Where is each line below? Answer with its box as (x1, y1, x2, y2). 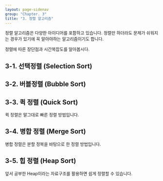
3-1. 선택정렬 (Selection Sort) (5, 62, 92, 70)
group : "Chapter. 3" (5, 12, 47, 16)
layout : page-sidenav (5, 7, 49, 12)
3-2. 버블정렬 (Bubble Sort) (5, 80, 86, 88)
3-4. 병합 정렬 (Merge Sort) (5, 127, 86, 136)
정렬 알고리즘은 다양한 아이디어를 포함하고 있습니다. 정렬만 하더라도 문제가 (5, 30, 145, 36)
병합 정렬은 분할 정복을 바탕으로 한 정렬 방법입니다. (5, 141, 101, 147)
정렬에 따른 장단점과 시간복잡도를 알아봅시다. (5, 47, 90, 52)
